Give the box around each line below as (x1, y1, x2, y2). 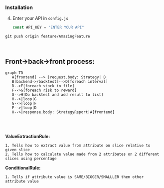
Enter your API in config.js (12, 15, 69, 21)
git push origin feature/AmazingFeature (5, 34, 91, 39)
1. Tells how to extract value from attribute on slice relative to (5, 143, 151, 148)
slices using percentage (5, 156, 57, 161)
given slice (5, 147, 30, 152)
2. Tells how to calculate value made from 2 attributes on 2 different (5, 152, 160, 157)
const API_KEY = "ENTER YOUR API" (12, 25, 84, 30)
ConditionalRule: (5, 165, 41, 171)
